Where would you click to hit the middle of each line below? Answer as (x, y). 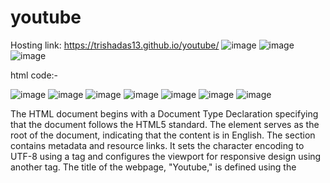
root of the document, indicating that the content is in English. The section (163, 135)
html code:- (34, 75)
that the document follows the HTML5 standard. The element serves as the (165, 124)
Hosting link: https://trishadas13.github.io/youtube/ (115, 45)
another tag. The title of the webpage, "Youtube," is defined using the (153, 167)
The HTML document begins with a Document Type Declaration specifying (164, 113)
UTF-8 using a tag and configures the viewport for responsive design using (166, 156)
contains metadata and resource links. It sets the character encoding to (157, 145)
